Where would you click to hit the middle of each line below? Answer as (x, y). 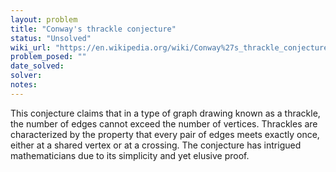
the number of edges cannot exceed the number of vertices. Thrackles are (164, 123)
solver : (26, 76)
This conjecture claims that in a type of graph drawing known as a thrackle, (165, 113)
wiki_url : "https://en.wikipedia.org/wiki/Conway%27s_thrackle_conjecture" (171, 47)
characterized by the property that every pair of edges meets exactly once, (165, 134)
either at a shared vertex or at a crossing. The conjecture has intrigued (156, 145)
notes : (24, 85)
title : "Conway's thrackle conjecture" (93, 29)
